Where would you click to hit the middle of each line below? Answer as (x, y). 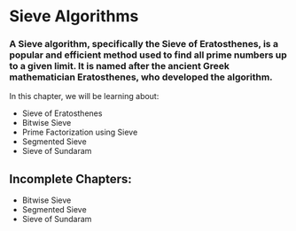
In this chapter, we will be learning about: (84, 96)
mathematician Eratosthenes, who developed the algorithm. (141, 77)
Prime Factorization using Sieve (80, 132)
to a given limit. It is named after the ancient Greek (120, 66)
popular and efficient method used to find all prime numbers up (148, 55)
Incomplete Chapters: (71, 179)
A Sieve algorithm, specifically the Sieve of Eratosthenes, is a (144, 44)
